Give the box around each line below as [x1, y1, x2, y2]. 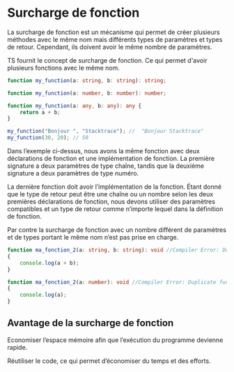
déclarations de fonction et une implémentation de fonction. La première [7, 155, 214, 163]
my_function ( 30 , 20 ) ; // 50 [7, 134, 89, 141]
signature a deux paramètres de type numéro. [7, 169, 139, 178]
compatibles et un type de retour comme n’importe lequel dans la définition [7, 205, 224, 213]
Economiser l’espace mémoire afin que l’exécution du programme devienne [7, 336, 224, 344]
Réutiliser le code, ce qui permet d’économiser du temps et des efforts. [7, 357, 211, 365]
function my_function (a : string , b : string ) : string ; [7, 77, 167, 84]
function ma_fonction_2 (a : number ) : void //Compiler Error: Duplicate [7, 279, 217, 286]
